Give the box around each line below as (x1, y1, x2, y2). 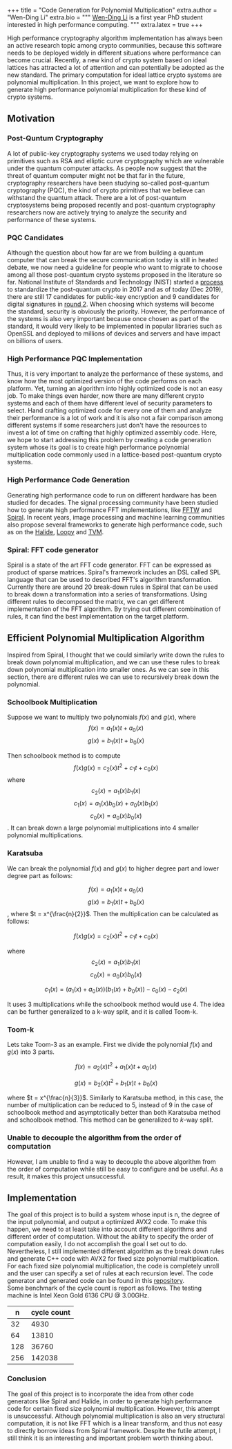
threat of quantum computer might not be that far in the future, (7, 171, 185, 179)
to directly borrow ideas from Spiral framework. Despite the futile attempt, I (7, 1426, 221, 1434)
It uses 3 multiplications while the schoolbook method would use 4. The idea (7, 1000, 225, 1009)
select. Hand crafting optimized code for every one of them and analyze (7, 406, 212, 414)
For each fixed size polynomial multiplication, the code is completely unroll (7, 1262, 220, 1270)
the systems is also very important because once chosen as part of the (7, 314, 209, 322)
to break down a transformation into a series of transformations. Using (7, 590, 207, 598)
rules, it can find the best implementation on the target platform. (7, 612, 189, 620)
